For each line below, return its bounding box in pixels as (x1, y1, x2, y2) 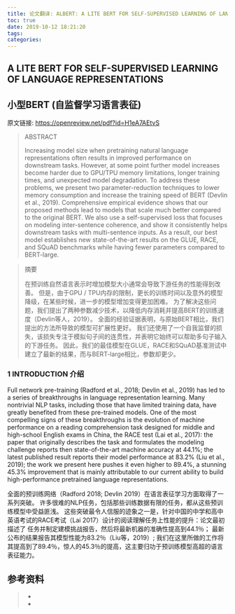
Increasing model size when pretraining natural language (24, 146, 189, 155)
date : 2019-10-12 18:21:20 (7, 23, 86, 30)
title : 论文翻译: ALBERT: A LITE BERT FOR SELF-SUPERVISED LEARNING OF (7, 10, 217, 18)
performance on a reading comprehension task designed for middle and (7, 423, 215, 431)
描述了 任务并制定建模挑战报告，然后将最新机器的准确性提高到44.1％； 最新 (7, 524, 225, 533)
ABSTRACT (24, 132, 58, 141)
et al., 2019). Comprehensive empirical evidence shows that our (24, 198, 208, 207)
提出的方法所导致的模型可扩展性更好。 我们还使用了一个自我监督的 (24, 324, 217, 332)
